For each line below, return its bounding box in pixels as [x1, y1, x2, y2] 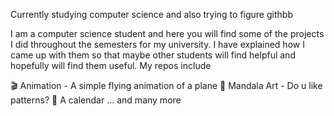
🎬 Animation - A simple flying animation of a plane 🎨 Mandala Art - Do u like [10, 80, 323, 91]
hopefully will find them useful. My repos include [10, 60, 212, 71]
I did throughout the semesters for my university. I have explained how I [10, 39, 305, 50]
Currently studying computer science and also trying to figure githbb [10, 9, 293, 20]
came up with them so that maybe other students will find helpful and [10, 49, 296, 61]
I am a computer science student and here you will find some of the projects [10, 28, 325, 39]
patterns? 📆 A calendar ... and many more [10, 94, 182, 106]
